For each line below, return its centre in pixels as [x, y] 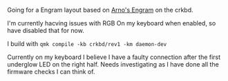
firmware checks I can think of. [51, 72]
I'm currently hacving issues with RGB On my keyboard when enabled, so [112, 23]
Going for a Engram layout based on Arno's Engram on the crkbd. [100, 10]
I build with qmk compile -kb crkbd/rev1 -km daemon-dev [87, 44]
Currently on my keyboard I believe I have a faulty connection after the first [114, 57]
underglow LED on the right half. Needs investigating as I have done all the [113, 64]
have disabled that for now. [46, 31]
